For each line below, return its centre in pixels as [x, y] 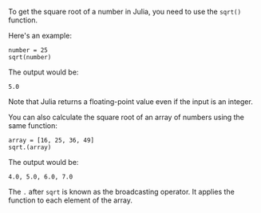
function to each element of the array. [71, 200]
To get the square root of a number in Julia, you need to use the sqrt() [125, 12]
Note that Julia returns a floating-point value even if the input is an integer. [130, 102]
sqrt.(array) [30, 147]
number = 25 [28, 50]
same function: [33, 126]
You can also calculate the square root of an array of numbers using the [127, 117]
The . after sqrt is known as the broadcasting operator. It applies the [122, 192]
